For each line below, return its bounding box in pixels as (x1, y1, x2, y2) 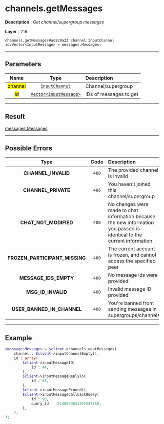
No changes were (108, 201, 149, 208)
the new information (108, 219, 154, 226)
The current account (108, 245, 155, 252)
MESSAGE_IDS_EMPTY (19, 275, 74, 282)
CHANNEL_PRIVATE (23, 187, 71, 194)
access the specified (108, 258, 156, 264)
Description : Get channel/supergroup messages (5, 19, 104, 25)
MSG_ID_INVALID (26, 289, 67, 296)
